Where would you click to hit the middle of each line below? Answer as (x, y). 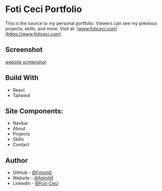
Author (16, 161)
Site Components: (34, 111)
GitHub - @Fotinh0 (32, 173)
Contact (21, 145)
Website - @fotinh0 (33, 178)
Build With (22, 78)
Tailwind (21, 95)
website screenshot (26, 62)
